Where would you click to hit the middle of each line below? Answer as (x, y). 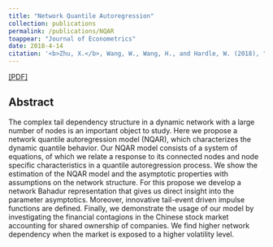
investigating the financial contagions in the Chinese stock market (119, 217)
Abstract (31, 102)
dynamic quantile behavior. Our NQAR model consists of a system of (123, 148)
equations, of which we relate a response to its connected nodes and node (134, 156)
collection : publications (52, 24)
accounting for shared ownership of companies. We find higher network (129, 225)
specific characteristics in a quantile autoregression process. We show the (133, 165)
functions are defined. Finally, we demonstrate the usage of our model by (131, 208)
